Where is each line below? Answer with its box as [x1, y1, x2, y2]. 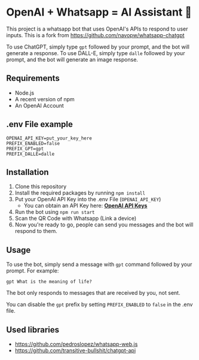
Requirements [6, 73, 60, 83]
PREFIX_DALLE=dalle [6, 151, 55, 157]
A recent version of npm [14, 95, 75, 102]
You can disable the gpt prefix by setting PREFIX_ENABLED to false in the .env [6, 301, 193, 308]
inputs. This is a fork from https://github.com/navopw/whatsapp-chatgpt [6, 31, 185, 38]
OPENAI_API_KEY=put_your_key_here [6, 135, 93, 141]
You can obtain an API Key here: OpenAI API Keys [23, 202, 148, 209]
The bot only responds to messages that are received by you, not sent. [6, 289, 180, 297]
